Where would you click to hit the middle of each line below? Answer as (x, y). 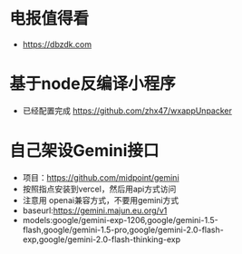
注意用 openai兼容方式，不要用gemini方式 (101, 200)
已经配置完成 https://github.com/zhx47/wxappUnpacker (127, 111)
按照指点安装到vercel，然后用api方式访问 (99, 189)
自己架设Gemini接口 (84, 151)
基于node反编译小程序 (92, 84)
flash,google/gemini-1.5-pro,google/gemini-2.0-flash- (123, 230)
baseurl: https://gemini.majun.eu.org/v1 (95, 210)
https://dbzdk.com (57, 44)
